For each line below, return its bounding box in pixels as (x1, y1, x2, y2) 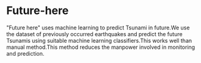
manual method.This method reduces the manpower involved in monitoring (6, 43, 196, 51)
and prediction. (6, 50, 45, 57)
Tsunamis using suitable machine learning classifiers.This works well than (6, 37, 192, 44)
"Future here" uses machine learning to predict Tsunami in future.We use (6, 24, 190, 31)
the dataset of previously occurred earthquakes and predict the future (6, 30, 183, 37)
